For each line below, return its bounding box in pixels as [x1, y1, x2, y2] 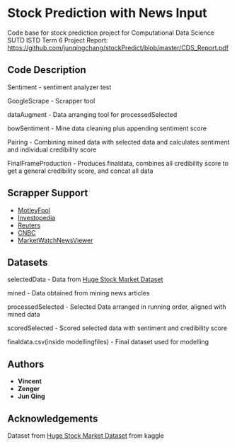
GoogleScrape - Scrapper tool [7, 96, 96, 105]
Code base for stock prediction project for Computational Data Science [7, 28, 214, 37]
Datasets [7, 256, 48, 268]
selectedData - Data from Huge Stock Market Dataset [7, 275, 163, 284]
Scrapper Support [7, 187, 88, 199]
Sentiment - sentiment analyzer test [7, 83, 112, 91]
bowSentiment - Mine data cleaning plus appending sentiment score [7, 124, 207, 132]
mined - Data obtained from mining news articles [7, 289, 150, 298]
